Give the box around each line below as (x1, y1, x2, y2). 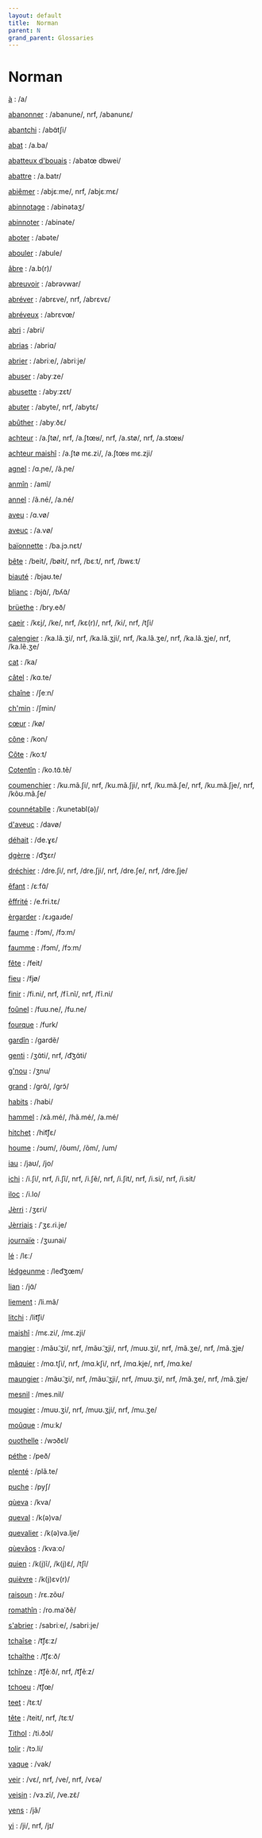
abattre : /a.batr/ (8, 172, 62, 181)
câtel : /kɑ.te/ (8, 673, 52, 682)
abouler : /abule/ (8, 248, 63, 258)
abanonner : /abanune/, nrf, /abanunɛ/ (8, 110, 133, 119)
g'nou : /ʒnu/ (8, 1066, 51, 1076)
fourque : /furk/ (8, 1020, 59, 1030)
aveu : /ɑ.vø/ (8, 510, 50, 520)
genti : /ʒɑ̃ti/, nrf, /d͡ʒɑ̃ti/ (8, 1051, 87, 1061)
